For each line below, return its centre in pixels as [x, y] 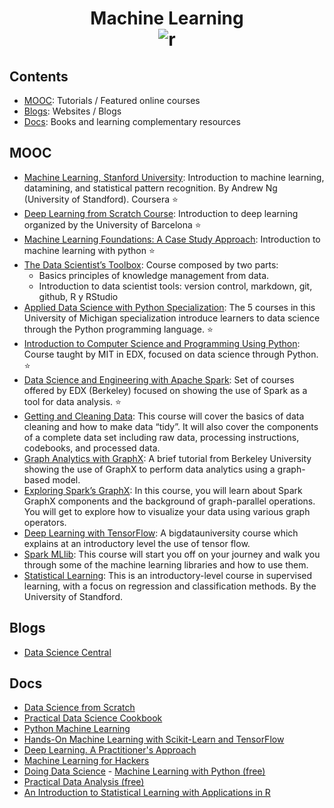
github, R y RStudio [78, 296]
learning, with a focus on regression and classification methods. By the [170, 586]
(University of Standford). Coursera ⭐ [101, 199]
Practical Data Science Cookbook [93, 718]
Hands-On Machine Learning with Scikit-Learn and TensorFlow [154, 739]
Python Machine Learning [77, 729]
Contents [39, 76]
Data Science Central [67, 652]
